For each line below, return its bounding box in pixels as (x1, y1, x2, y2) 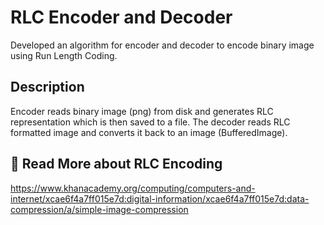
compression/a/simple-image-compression (10, 203, 189, 215)
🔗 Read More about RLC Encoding (10, 156, 223, 173)
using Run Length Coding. (10, 49, 118, 61)
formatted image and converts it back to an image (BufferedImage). (10, 126, 288, 138)
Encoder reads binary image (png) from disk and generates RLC (10, 105, 274, 117)
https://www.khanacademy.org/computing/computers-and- (10, 182, 256, 194)
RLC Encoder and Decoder (10, 6, 233, 29)
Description (10, 79, 85, 96)
